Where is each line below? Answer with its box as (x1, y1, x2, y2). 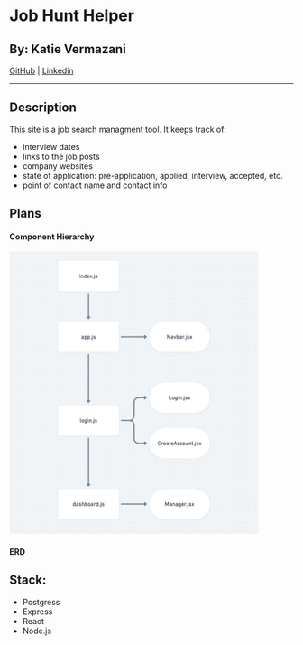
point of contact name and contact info (22, 180, 168, 191)
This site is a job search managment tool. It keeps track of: (9, 124, 227, 135)
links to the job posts (22, 151, 101, 162)
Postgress (22, 596, 60, 607)
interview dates (22, 141, 80, 152)
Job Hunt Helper (9, 5, 135, 26)
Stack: (9, 573, 47, 588)
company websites (22, 160, 93, 172)
